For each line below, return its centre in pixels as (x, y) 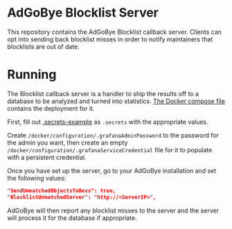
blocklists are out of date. (43, 46)
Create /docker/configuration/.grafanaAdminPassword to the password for (113, 135)
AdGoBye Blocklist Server (83, 13)
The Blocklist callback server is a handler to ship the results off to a (103, 93)
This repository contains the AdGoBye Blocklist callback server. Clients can (115, 32)
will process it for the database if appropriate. (72, 218)
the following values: (37, 178)
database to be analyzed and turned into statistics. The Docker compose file (116, 101)
